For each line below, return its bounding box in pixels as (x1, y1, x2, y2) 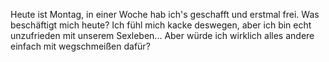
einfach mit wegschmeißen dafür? (10, 40, 151, 52)
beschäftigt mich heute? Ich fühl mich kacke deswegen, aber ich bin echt (10, 19, 312, 31)
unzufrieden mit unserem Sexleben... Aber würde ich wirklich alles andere (10, 30, 315, 41)
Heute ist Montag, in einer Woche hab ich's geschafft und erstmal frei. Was (10, 9, 320, 20)
